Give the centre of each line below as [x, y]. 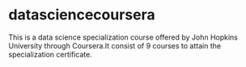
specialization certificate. [51, 54]
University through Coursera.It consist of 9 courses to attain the [115, 45]
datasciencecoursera [82, 15]
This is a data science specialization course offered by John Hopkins [123, 37]
